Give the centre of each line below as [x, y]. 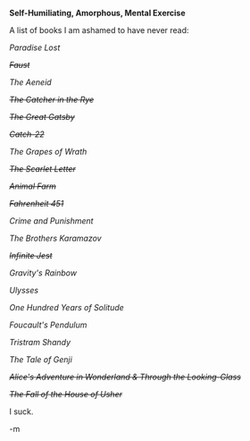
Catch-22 [27, 134]
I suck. [21, 411]
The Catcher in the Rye [52, 99]
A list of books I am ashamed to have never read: [99, 30]
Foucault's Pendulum [48, 325]
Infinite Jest [31, 255]
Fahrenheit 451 [37, 204]
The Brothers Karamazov [55, 238]
